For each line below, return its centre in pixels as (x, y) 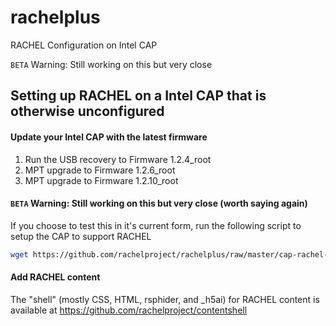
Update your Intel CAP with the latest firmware (109, 137)
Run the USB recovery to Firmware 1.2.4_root (118, 159)
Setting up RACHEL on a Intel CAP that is (138, 96)
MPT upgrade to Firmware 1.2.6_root (100, 170)
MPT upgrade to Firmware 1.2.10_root (101, 180)
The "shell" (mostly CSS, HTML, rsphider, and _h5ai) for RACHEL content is (165, 299)
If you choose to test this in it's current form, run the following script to (156, 225)
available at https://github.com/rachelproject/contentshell (129, 310)
